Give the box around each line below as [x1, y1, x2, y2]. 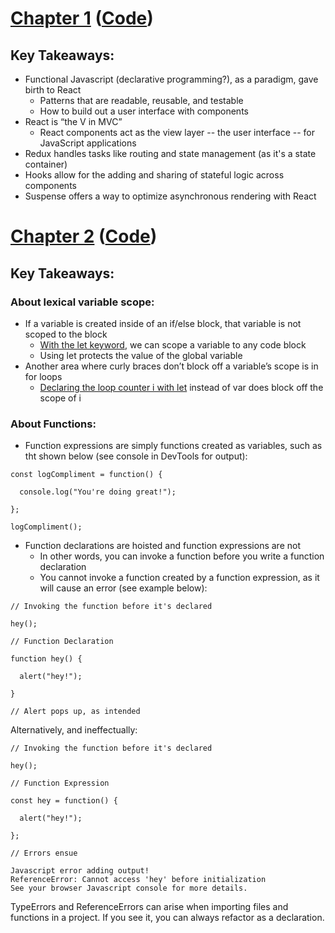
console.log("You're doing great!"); [19, 487, 177, 497]
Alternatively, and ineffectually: [10, 724, 138, 736]
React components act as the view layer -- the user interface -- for [39, 127, 316, 138]
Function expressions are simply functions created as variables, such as [24, 440, 323, 452]
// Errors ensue [10, 848, 78, 859]
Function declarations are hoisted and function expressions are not [24, 540, 301, 552]
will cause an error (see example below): [39, 582, 208, 594]
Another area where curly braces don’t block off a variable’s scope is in [24, 360, 319, 372]
